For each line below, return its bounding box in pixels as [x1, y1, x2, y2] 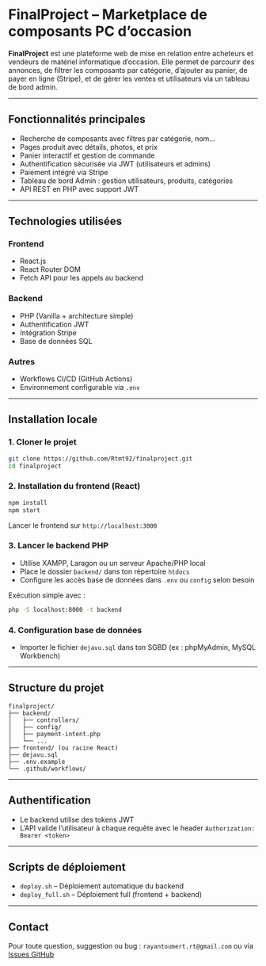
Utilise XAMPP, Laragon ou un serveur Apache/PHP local [19, 558, 206, 567]
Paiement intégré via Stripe [19, 167, 108, 177]
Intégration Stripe [19, 327, 77, 338]
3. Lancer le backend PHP [8, 540, 109, 552]
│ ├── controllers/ [8, 716, 80, 724]
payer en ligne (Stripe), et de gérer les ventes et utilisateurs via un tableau [8, 74, 249, 83]
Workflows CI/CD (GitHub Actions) [19, 374, 133, 384]
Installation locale [8, 413, 98, 426]
